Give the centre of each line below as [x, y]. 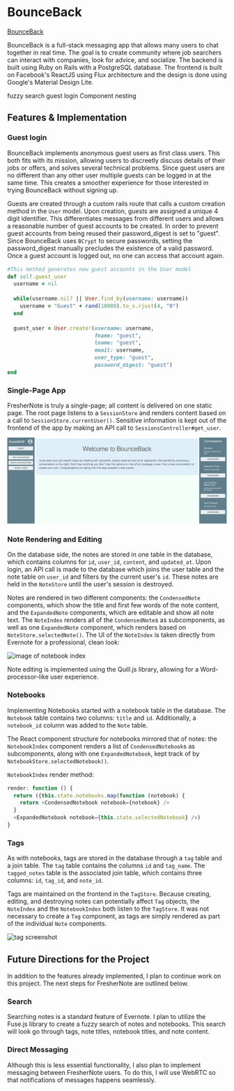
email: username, [119, 350]
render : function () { [40, 788]
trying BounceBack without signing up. [63, 190]
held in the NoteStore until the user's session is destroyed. [91, 584]
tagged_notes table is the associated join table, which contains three [105, 873]
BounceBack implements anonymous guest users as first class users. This [114, 153]
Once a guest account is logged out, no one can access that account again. [116, 255]
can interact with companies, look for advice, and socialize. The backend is [115, 59]
